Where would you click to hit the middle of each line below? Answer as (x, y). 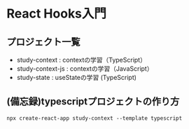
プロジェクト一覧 (43, 42)
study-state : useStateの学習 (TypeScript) (77, 77)
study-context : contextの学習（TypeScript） (81, 60)
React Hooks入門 (56, 14)
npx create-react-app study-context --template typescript (94, 118)
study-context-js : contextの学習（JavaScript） (85, 69)
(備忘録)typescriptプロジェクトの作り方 (93, 102)
